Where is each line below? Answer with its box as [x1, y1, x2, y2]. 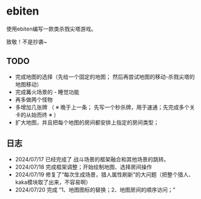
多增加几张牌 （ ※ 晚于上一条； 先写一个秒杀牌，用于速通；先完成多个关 [15, 103, 196, 111]
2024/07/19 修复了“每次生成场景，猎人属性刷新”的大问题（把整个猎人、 [15, 170, 194, 178]
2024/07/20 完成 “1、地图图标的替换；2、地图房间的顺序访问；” [15, 186, 175, 193]
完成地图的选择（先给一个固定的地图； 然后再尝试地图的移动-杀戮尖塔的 [15, 73, 196, 80]
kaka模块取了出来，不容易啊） [15, 178, 91, 186]
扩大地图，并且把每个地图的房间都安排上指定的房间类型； [15, 119, 159, 126]
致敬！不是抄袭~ [6, 38, 47, 45]
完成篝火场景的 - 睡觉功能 [15, 88, 80, 96]
